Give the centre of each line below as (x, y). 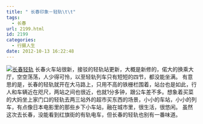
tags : (13, 18)
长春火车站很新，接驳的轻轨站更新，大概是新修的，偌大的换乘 (111, 69)
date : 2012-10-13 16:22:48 (40, 51)
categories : (21, 40)
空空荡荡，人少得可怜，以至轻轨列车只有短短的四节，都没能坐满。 (99, 77)
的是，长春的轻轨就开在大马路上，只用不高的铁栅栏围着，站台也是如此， (101, 84)
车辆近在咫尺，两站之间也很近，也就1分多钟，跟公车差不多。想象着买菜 (105, 92)
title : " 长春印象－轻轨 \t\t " (41, 12)
